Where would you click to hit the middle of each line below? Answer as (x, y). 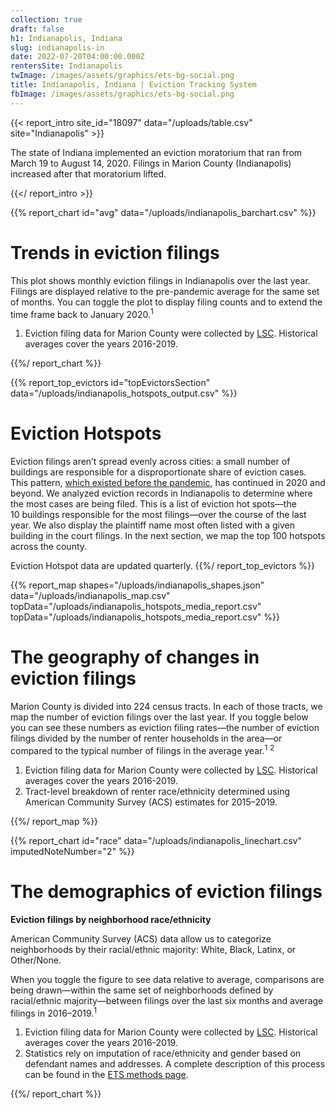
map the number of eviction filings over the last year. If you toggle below (159, 717)
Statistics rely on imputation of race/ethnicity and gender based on (163, 1053)
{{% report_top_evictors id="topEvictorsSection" (110, 383)
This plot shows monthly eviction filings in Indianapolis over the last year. (160, 280)
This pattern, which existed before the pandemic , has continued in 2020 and (168, 483)
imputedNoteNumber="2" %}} (72, 851)
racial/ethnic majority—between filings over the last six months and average (167, 1000)
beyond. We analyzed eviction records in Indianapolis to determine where (161, 493)
